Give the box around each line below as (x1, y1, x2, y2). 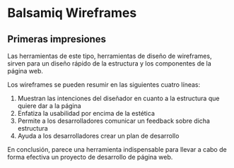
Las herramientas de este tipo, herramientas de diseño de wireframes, (7, 52, 212, 60)
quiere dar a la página (17, 102, 81, 110)
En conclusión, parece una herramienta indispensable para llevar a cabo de (7, 145, 228, 153)
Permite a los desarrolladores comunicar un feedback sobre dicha (17, 116, 211, 125)
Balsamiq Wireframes (7, 5, 137, 21)
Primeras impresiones (7, 33, 107, 45)
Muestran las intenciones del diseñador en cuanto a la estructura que (17, 94, 220, 102)
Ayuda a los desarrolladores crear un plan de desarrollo (17, 132, 180, 140)
